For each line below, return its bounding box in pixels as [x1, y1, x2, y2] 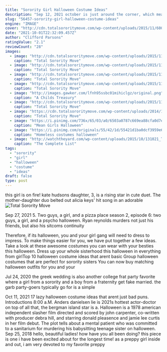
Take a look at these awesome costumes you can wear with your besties [5, 243, 154, 249]
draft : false [5, 174, 32, 179]
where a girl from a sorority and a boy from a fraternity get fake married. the [5, 279, 161, 285]
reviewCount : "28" [5, 44, 43, 49]
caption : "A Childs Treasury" [14, 95, 77, 100]
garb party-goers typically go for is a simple [5, 284, 95, 290]
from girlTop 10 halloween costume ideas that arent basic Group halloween [5, 254, 159, 259]
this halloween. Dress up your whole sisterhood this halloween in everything [5, 248, 161, 254]
